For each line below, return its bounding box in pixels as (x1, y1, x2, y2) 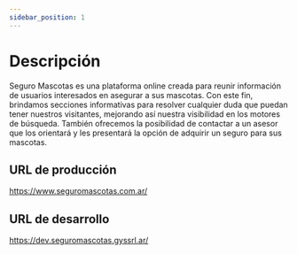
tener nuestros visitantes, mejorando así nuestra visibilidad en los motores (9, 108, 281, 119)
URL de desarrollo (9, 212, 110, 227)
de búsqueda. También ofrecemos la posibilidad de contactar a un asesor (9, 118, 278, 128)
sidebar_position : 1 (9, 12, 86, 22)
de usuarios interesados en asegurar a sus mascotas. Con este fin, (9, 89, 254, 100)
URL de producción (9, 162, 117, 177)
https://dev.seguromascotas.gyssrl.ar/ (9, 235, 149, 246)
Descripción (9, 50, 101, 71)
